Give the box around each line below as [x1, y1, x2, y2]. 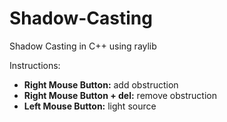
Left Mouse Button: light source [23, 100, 157, 112]
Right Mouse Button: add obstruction [23, 78, 179, 91]
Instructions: [9, 59, 61, 71]
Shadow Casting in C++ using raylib [9, 40, 157, 52]
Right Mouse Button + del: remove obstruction [23, 89, 217, 101]
